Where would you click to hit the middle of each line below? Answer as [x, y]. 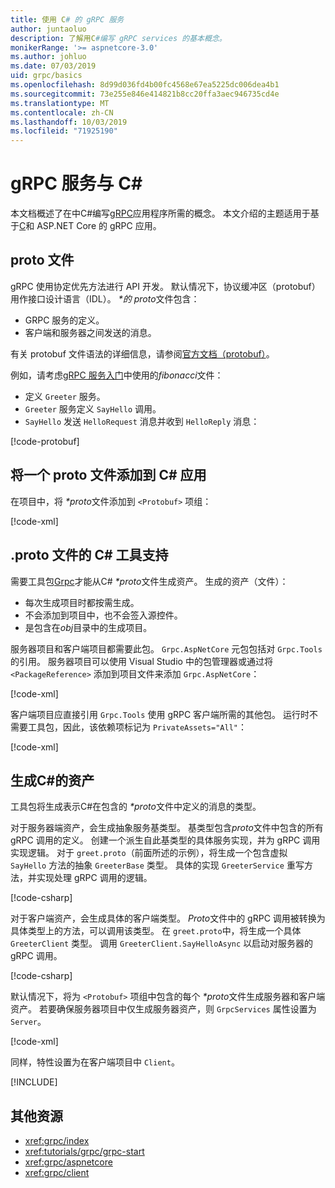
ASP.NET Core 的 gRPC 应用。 [99, 226]
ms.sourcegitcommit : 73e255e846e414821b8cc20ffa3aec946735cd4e [145, 94]
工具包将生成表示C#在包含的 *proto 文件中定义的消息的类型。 [136, 807]
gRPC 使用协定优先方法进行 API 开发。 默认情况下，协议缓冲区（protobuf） [165, 286]
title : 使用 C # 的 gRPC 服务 [67, 19]
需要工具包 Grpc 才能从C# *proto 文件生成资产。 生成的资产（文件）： [149, 581]
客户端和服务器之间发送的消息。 [90, 332]
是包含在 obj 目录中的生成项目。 [88, 627]
